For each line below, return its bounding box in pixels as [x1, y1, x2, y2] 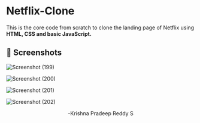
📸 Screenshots [6, 48, 62, 58]
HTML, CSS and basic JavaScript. [6, 30, 92, 37]
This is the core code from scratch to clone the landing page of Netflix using [6, 24, 195, 31]
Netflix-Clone [6, 4, 75, 18]
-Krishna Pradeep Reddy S [68, 109, 134, 117]
